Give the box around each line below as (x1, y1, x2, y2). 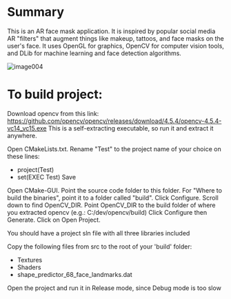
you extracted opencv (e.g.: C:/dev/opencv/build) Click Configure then (7, 208, 208, 216)
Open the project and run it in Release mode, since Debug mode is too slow (7, 284, 222, 292)
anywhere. (7, 131, 37, 139)
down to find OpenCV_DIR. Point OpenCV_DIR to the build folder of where (7, 201, 216, 209)
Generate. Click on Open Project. (7, 215, 101, 224)
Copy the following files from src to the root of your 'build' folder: (7, 242, 192, 251)
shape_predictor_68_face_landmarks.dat (17, 270, 132, 278)
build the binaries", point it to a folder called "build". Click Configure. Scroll (7, 193, 219, 202)
